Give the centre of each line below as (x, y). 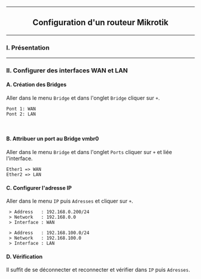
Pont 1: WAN (21, 109)
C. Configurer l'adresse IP (39, 188)
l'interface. (19, 158)
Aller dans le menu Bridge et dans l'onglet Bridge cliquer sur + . (83, 98)
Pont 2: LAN (21, 114)
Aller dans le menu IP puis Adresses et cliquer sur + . (70, 201)
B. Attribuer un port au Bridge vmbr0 (53, 139)
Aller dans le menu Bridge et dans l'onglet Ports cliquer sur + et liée (89, 152)
